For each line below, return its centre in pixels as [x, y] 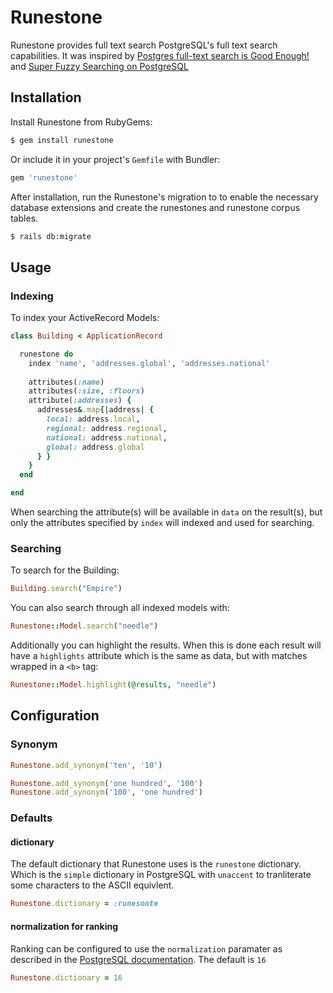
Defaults [31, 818]
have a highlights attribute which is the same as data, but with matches [159, 656]
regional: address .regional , [107, 428]
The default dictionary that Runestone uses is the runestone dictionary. [156, 864]
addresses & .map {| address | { [95, 410]
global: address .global [95, 447]
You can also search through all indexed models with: [120, 608]
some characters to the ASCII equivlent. [92, 885]
